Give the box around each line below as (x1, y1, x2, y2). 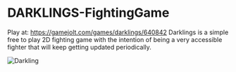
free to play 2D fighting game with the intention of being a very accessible (7, 35, 223, 43)
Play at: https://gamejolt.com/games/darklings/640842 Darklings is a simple (7, 28, 229, 36)
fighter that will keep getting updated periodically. (7, 43, 151, 51)
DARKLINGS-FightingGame (7, 5, 170, 21)
